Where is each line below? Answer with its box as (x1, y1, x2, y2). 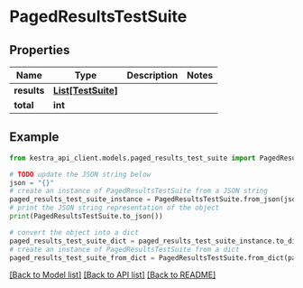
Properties (9, 42, 70, 58)
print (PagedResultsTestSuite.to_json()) (9, 212, 164, 221)
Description (126, 70, 179, 81)
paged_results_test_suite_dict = (9, 237, 135, 246)
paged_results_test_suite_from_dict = (9, 253, 155, 263)
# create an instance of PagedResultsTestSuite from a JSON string (9, 187, 269, 196)
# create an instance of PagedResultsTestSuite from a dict (9, 245, 241, 254)
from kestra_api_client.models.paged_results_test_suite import (9, 153, 256, 163)
